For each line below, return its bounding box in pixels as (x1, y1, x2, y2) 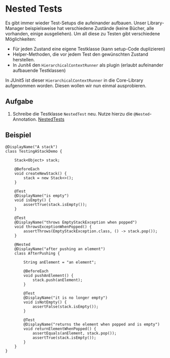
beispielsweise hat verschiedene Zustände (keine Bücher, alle (25, 25, 154, 31)
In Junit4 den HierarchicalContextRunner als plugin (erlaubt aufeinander (12, 62, 164, 68)
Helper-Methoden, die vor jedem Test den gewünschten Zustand (12, 51, 149, 57)
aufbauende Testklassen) (12, 67, 66, 74)
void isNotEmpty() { (23, 300, 67, 305)
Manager (5, 25, 24, 31)
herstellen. (12, 56, 35, 62)
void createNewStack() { (14, 171, 67, 176)
